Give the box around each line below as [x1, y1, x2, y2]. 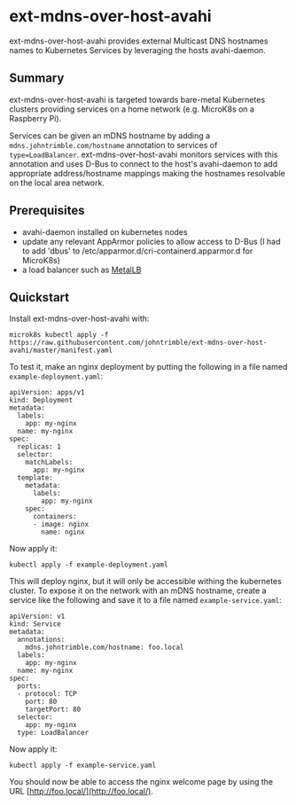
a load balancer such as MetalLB [21, 264, 142, 275]
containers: [32, 512, 77, 521]
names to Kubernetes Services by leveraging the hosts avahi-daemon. [9, 44, 266, 55]
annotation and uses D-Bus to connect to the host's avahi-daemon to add [9, 158, 277, 169]
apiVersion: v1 [9, 612, 66, 621]
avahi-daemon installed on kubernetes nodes [21, 226, 188, 237]
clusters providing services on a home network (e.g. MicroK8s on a [9, 104, 255, 114]
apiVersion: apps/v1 [9, 388, 86, 397]
